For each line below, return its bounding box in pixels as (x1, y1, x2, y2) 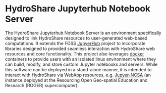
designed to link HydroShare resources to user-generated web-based (5, 35, 148, 41)
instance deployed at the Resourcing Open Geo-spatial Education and (5, 77, 148, 83)
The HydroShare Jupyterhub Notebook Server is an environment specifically (5, 30, 162, 36)
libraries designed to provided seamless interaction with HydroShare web (5, 46, 155, 51)
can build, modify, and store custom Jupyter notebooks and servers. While (5, 61, 158, 67)
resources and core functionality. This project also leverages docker (5, 50, 145, 57)
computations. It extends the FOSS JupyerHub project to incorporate (5, 40, 146, 46)
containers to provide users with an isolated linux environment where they (5, 56, 156, 62)
